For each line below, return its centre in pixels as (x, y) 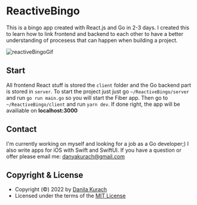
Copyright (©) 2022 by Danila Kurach (61, 189)
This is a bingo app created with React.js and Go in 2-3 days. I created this (98, 27)
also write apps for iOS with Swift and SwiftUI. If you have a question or (94, 150)
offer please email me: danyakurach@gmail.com (66, 156)
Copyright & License (45, 175)
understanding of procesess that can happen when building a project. (92, 40)
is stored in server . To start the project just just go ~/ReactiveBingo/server (98, 91)
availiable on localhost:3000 (42, 110)
